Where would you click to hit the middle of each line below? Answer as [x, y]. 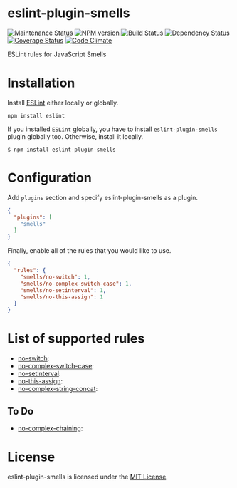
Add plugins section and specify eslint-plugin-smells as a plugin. [102, 197]
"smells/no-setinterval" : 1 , [63, 290]
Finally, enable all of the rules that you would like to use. [89, 251]
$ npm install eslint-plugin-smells [62, 150]
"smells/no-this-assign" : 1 [62, 297]
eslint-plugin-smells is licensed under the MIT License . [88, 477]
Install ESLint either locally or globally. [63, 103]
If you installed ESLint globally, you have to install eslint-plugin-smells [113, 129]
